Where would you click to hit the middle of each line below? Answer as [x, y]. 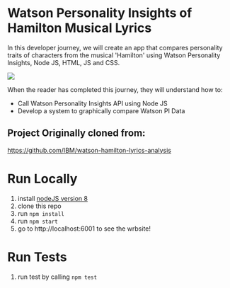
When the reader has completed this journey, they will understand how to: [115, 89]
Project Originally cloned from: [76, 133]
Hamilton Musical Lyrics [80, 28]
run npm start [38, 221]
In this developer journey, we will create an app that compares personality [115, 47]
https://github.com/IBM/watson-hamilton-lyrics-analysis [90, 150]
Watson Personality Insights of [100, 13]
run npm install [41, 213]
